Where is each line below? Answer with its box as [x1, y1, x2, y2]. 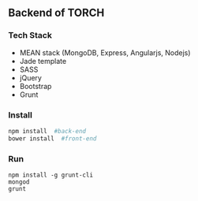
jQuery [19, 73, 42, 82]
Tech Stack [8, 30, 53, 41]
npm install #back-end [8, 127, 87, 135]
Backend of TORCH [8, 6, 105, 20]
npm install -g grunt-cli [8, 171, 93, 180]
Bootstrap [19, 81, 52, 91]
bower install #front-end [8, 134, 97, 143]
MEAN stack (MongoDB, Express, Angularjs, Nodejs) [19, 47, 191, 58]
